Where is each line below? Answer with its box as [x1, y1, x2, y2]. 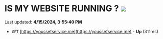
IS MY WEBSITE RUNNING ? [4, 3, 119, 14]
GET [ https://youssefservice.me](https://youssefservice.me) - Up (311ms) [11, 28, 159, 34]
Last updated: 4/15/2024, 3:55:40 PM [4, 19, 82, 25]
